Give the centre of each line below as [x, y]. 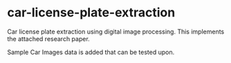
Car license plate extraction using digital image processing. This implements [116, 32]
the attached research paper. [48, 38]
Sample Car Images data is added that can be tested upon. [91, 52]
